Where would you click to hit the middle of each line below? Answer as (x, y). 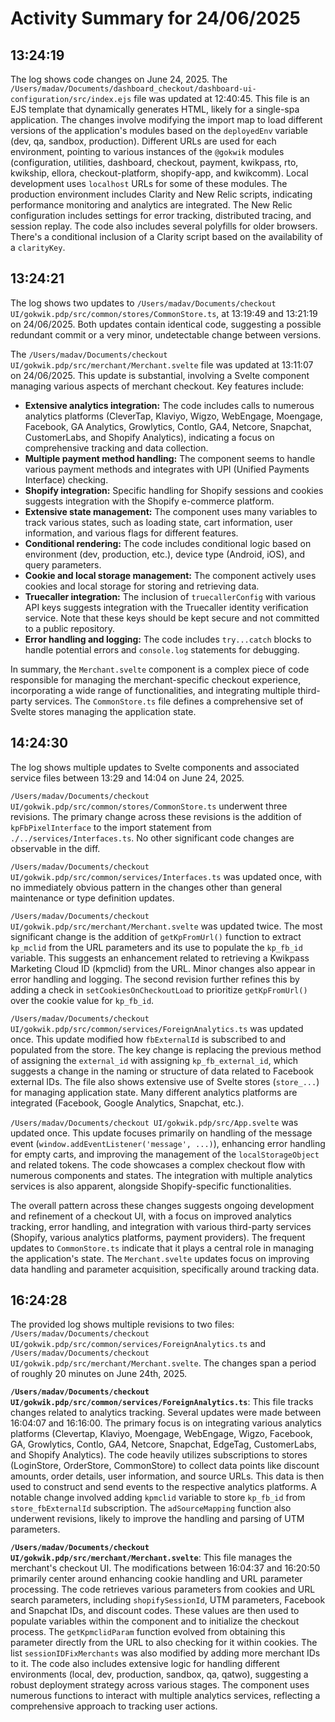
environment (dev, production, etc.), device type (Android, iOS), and (165, 554)
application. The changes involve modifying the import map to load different (166, 120)
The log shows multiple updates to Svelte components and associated (155, 767)
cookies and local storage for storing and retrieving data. (142, 586)
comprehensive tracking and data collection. (116, 448)
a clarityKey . (38, 247)
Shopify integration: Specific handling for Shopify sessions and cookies (174, 490)
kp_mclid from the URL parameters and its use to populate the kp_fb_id (156, 947)
